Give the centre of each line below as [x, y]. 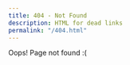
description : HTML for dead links [66, 23]
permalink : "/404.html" [48, 30]
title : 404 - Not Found [48, 15]
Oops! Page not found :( [48, 53]
